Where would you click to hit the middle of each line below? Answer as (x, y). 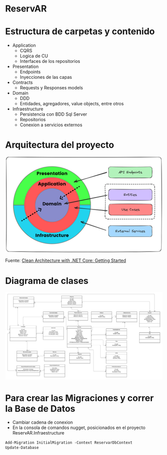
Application (24, 45)
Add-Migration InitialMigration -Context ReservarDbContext (69, 443)
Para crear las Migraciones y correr (80, 398)
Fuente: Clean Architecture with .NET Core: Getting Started (66, 260)
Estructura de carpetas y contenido (80, 32)
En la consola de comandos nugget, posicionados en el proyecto (79, 428)
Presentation (25, 67)
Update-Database (22, 448)
